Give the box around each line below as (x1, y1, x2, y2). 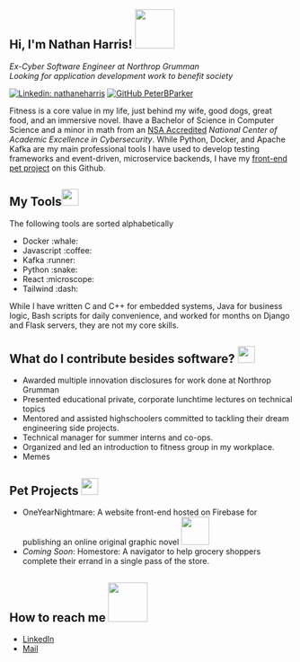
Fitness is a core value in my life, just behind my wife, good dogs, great (9, 105, 272, 116)
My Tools (9, 194, 62, 209)
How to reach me (9, 610, 106, 625)
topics (22, 403, 46, 414)
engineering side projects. (22, 423, 119, 434)
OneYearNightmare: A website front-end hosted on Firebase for (22, 507, 258, 517)
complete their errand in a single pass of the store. (22, 556, 210, 567)
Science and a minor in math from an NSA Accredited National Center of (9, 124, 278, 135)
